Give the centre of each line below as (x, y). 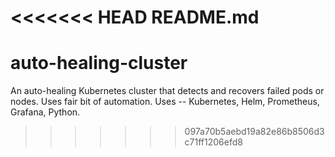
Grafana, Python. (45, 112)
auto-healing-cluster (99, 63)
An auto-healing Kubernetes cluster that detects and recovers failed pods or (167, 91)
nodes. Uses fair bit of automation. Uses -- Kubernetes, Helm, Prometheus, (165, 102)
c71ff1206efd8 (213, 142)
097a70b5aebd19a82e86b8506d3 (254, 132)
